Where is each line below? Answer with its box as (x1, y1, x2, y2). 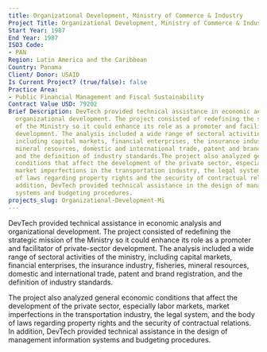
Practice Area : (8, 85, 59, 94)
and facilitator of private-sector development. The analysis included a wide (8, 243, 254, 253)
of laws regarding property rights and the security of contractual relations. (8, 318, 252, 327)
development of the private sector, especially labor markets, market (8, 301, 230, 311)
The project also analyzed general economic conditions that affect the (8, 292, 238, 302)
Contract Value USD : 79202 (8, 100, 98, 108)
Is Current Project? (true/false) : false (8, 78, 148, 86)
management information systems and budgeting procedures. (8, 335, 211, 344)
